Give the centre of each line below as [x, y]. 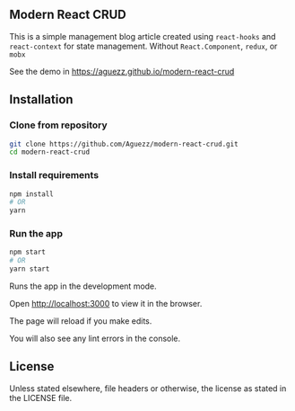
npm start [28, 252]
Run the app [36, 234]
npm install [31, 194]
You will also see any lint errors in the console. [95, 339]
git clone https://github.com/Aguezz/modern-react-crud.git [124, 144]
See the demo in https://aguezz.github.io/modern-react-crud [122, 71]
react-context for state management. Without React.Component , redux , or [143, 46]
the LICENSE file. [41, 398]
